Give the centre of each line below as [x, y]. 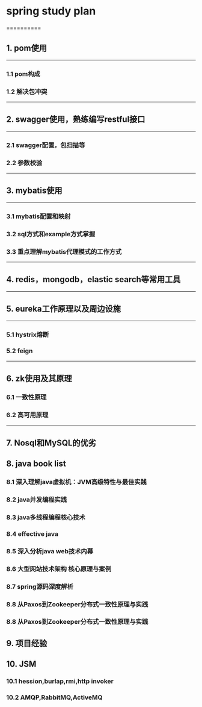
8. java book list [36, 464]
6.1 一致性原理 [26, 397]
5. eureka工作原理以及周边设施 [64, 309]
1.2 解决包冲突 [27, 92]
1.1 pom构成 [23, 74]
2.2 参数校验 [24, 163]
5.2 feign [20, 351]
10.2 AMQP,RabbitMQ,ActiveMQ [54, 697]
